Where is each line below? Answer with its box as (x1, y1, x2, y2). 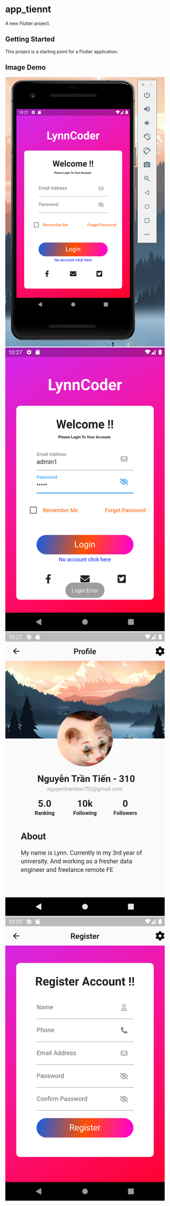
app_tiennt (5, 4, 52, 15)
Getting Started (5, 35, 55, 44)
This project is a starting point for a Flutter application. (5, 48, 118, 54)
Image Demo (5, 63, 46, 72)
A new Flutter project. (5, 20, 51, 26)
